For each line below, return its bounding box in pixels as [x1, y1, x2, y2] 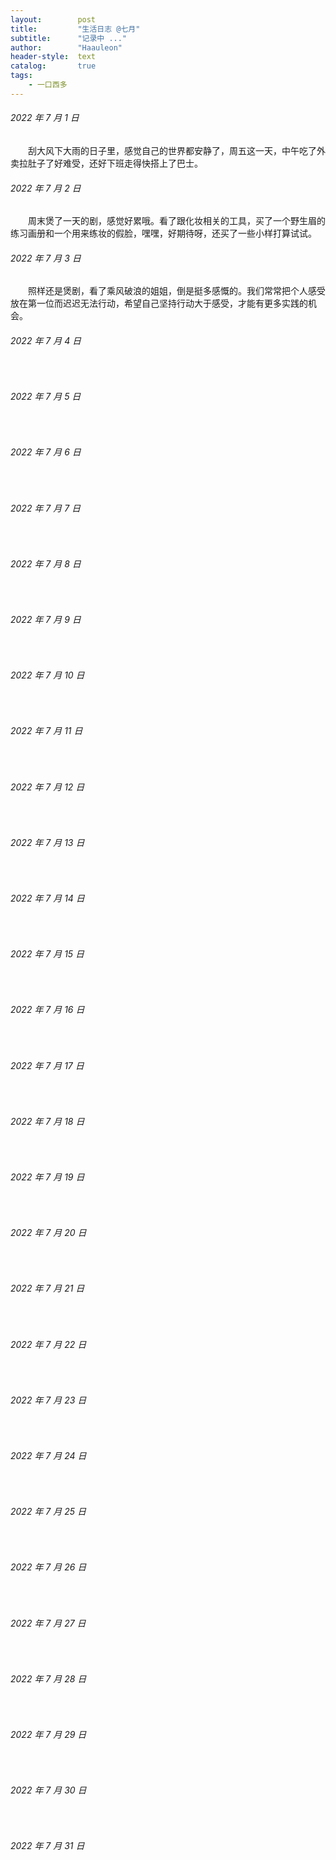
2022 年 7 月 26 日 [10, 1561, 87, 1573]
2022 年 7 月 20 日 [10, 1227, 87, 1239]
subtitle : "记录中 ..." [10, 33, 128, 43]
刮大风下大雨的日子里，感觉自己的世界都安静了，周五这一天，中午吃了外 [28, 144, 326, 156]
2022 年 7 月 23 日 [10, 1394, 87, 1406]
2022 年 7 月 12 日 [10, 781, 85, 793]
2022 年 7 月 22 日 [10, 1338, 87, 1350]
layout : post [10, 14, 97, 25]
